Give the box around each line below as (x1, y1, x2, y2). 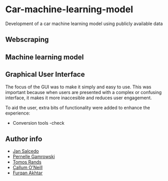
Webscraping (5, 35, 49, 44)
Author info (5, 134, 42, 143)
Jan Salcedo (12, 148, 39, 154)
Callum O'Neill (12, 165, 43, 171)
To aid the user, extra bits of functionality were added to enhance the (5, 104, 150, 110)
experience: (5, 110, 31, 116)
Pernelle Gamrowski (12, 153, 55, 160)
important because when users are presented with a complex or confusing (5, 89, 162, 95)
